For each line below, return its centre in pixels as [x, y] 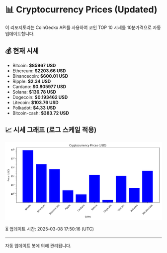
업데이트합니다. [20, 33]
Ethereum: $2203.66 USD [39, 71]
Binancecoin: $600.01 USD [40, 76]
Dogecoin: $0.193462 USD [40, 97]
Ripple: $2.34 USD [32, 81]
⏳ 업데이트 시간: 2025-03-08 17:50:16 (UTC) [50, 229]
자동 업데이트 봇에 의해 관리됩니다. [38, 246]
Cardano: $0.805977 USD [39, 86]
